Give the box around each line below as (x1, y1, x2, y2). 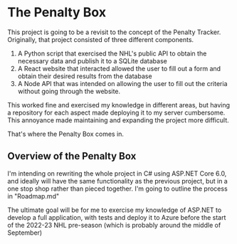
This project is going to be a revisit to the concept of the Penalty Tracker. (7, 28, 221, 36)
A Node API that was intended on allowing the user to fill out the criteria (17, 79, 228, 87)
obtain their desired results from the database (17, 72, 152, 80)
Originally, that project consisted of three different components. (7, 35, 194, 43)
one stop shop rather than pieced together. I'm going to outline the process (7, 184, 228, 193)
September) (7, 228, 43, 237)
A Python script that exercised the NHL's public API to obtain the (17, 49, 207, 58)
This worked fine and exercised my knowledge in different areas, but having (7, 100, 230, 109)
